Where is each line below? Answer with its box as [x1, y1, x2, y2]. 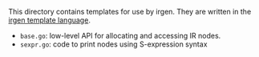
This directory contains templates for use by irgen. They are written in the [8, 7, 252, 16]
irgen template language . [8, 15, 91, 25]
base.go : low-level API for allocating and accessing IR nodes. [19, 31, 221, 40]
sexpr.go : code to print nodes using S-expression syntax [19, 39, 208, 49]
